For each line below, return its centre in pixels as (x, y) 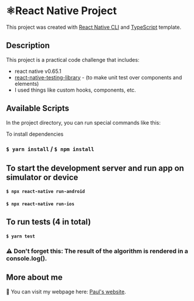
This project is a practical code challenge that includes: (73, 59)
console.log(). (27, 258)
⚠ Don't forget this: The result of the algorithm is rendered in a (97, 251)
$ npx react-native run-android (45, 192)
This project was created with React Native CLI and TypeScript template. (94, 27)
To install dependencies (35, 134)
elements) (27, 83)
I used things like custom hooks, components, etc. (75, 90)
